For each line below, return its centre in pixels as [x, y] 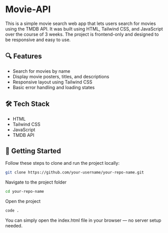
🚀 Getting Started [33, 151]
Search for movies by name [41, 71]
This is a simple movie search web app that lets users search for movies [81, 23]
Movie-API [28, 9]
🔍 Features [24, 56]
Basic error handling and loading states [54, 87]
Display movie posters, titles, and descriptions [61, 76]
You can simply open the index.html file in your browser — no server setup [83, 220]
